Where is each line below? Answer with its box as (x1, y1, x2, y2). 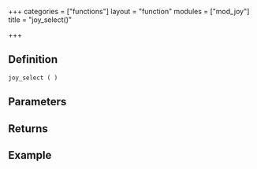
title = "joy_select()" (8, 15, 73, 24)
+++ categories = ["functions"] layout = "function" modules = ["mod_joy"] (8, 7, 250, 16)
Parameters (8, 95, 67, 108)
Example (8, 149, 52, 162)
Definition (8, 53, 58, 66)
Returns (8, 122, 49, 135)
